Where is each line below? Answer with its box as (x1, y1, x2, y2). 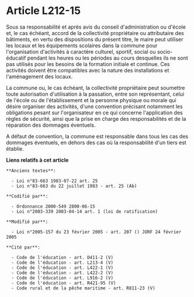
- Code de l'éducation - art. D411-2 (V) (11, 254, 114, 260)
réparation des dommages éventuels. (6, 121, 96, 128)
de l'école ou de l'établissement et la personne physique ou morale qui (6, 96, 176, 103)
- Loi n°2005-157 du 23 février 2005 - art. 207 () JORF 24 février (11, 229, 182, 235)
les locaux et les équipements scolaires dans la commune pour (6, 42, 158, 49)
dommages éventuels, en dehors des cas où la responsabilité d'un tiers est (6, 139, 187, 146)
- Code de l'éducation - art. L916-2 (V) (11, 275, 114, 281)
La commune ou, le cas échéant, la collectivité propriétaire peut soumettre (6, 84, 185, 91)
